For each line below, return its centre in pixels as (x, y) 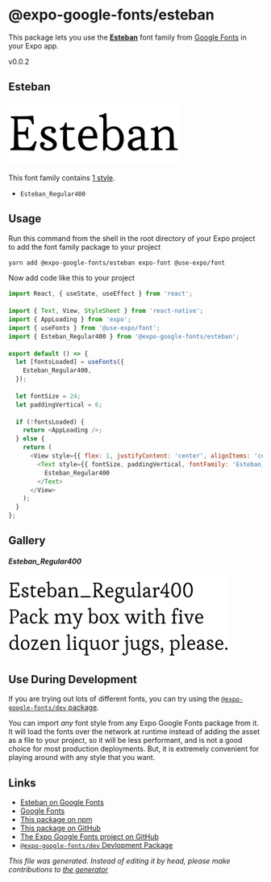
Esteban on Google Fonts (62, 803)
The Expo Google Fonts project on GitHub (89, 837)
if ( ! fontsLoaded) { (50, 422)
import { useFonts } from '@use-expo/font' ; (84, 328)
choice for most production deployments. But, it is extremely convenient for (134, 749)
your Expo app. (33, 45)
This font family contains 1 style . (62, 177)
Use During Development (73, 679)
